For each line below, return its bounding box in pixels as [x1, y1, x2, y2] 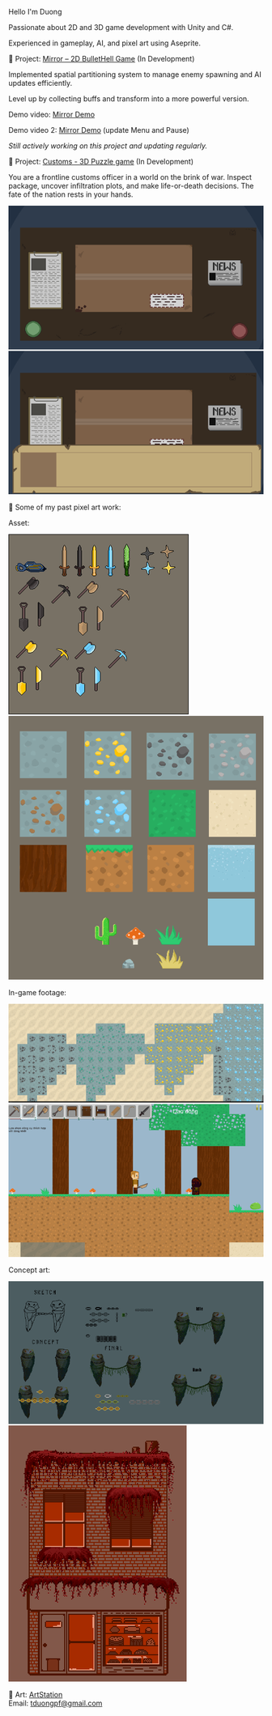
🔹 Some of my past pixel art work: [8, 502, 121, 512]
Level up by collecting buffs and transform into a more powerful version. [8, 94, 249, 104]
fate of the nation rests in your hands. [8, 189, 134, 199]
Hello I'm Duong [8, 7, 62, 16]
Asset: [8, 518, 30, 527]
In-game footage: [8, 987, 67, 997]
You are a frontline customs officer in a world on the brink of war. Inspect [8, 172, 253, 181]
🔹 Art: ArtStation [8, 1689, 63, 1699]
